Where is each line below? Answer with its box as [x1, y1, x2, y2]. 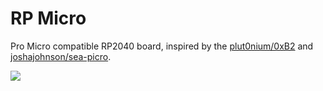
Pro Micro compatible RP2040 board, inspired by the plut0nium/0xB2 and [10, 40, 314, 52]
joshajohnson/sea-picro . [10, 50, 112, 62]
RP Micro [10, 7, 87, 30]
